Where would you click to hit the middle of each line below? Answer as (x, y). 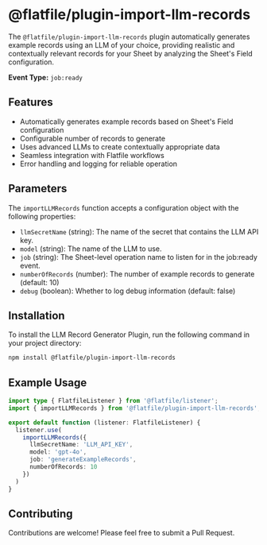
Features (31, 102)
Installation (37, 315)
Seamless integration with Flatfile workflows (92, 155)
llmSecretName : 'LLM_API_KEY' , (81, 445)
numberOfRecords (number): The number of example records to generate (137, 274)
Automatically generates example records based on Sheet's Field (126, 122)
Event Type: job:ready (46, 77)
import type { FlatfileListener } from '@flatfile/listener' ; (113, 401)
